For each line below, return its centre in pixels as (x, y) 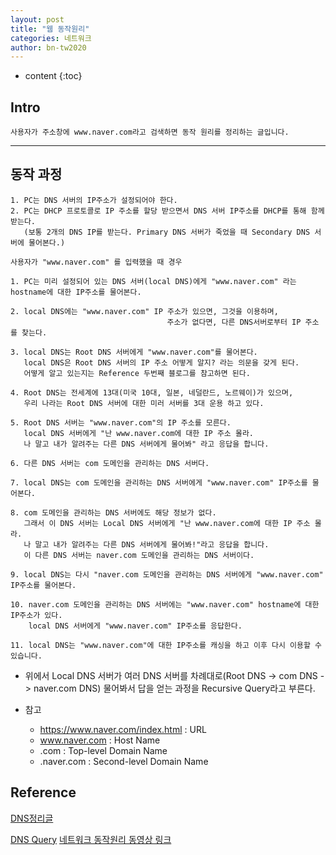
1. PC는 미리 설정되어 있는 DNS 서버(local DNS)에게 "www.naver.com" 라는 (153, 281)
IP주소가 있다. (36, 615)
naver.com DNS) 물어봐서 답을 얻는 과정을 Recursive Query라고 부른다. (174, 688)
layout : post (37, 19)
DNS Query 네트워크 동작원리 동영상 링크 (91, 839)
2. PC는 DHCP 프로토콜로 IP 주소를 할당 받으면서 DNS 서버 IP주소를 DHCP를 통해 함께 (167, 211)
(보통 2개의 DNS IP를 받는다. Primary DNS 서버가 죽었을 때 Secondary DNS (167, 232)
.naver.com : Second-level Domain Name (124, 761)
